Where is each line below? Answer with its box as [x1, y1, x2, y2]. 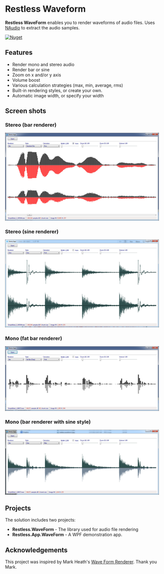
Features [5, 48, 33, 57]
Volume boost [12, 77, 41, 83]
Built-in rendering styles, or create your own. [12, 87, 102, 93]
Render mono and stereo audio [12, 61, 75, 67]
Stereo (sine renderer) [5, 228, 59, 235]
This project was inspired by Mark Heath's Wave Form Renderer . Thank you [5, 559, 157, 565]
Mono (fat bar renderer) [5, 335, 62, 342]
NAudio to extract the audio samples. [5, 24, 80, 30]
